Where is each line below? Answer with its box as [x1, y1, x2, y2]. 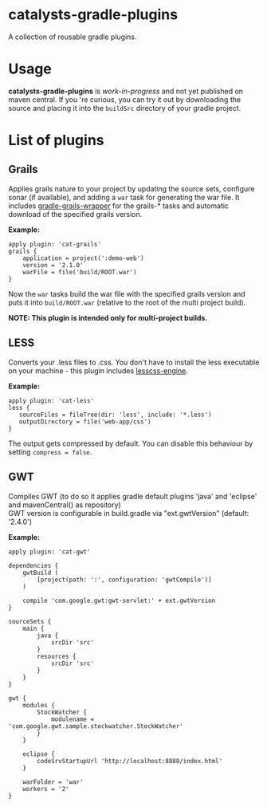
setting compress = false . [8, 447, 92, 456]
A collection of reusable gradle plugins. [8, 32, 137, 41]
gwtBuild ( [22, 569, 59, 577]
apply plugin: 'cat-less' [8, 396, 94, 404]
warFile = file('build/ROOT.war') [22, 268, 137, 276]
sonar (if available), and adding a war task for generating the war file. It [8, 192, 240, 202]
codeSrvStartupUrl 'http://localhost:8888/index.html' [37, 757, 223, 765]
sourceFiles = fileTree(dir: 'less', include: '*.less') [18, 411, 213, 419]
